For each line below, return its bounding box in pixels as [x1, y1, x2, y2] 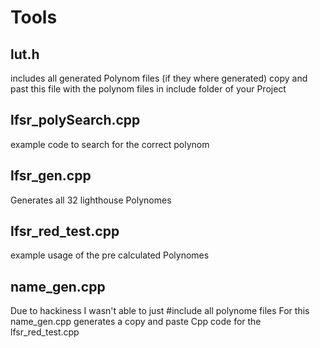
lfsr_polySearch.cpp [10, 112, 141, 129]
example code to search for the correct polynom [10, 138, 210, 150]
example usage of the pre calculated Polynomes [10, 249, 210, 261]
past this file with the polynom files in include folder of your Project [10, 83, 287, 95]
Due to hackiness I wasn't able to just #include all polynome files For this [10, 305, 310, 317]
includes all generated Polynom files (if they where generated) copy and [10, 72, 308, 84]
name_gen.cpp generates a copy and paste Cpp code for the [10, 316, 262, 328]
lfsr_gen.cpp [10, 167, 92, 185]
